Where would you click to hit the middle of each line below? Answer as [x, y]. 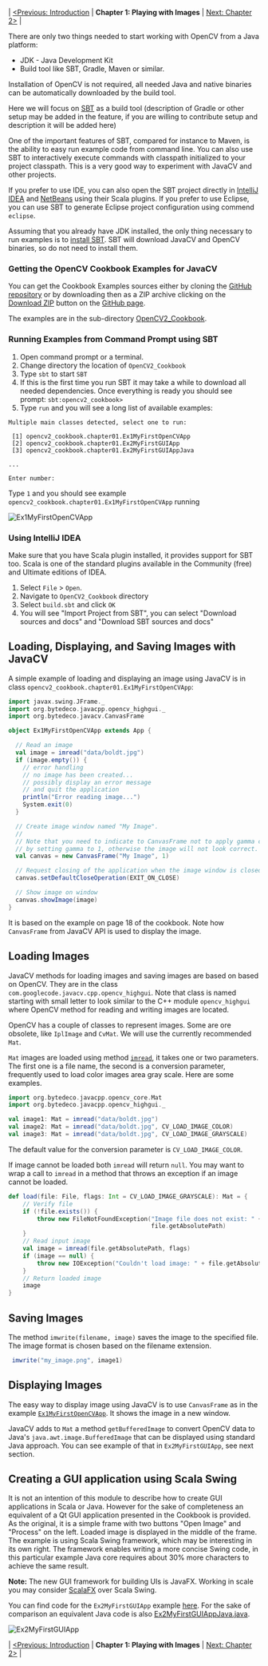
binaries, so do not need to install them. [73, 248]
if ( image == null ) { [58, 1256]
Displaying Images [55, 1385]
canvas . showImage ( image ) [57, 900]
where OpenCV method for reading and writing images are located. [119, 1009]
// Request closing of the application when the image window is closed [139, 871]
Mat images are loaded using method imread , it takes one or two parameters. [134, 1057]
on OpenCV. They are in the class [63, 984]
